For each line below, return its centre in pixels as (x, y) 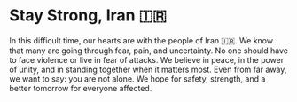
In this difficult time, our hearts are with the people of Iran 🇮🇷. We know (141, 40)
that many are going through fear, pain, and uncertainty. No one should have (148, 51)
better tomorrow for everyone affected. (81, 88)
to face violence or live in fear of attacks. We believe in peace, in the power (147, 59)
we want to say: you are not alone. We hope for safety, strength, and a (137, 78)
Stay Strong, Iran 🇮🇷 (88, 16)
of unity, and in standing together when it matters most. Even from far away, (148, 69)
